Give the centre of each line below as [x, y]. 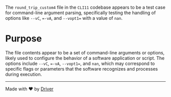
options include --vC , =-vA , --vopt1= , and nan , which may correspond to [80, 63]
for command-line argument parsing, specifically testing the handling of [81, 13]
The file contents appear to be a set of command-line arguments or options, [85, 52]
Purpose [24, 39]
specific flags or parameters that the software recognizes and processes [82, 69]
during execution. [24, 74]
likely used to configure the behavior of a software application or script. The [85, 58]
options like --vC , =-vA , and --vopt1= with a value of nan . [64, 18]
